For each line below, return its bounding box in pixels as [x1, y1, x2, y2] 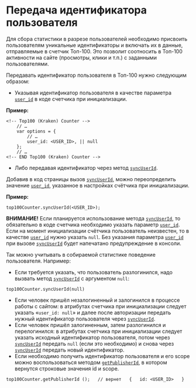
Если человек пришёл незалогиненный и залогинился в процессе [14, 297, 180, 304]
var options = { [16, 128, 57, 134]
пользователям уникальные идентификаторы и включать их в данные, [6, 42, 183, 49]
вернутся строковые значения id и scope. [14, 365, 119, 372]
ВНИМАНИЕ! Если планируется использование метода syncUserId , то [6, 215, 181, 222]
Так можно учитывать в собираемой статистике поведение [6, 251, 156, 258]
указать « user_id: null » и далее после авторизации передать [14, 309, 171, 316]
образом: [6, 77, 30, 85]
